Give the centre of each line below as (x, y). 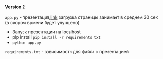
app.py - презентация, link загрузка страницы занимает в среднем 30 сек (81, 17)
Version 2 (15, 7)
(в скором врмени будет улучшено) (42, 23)
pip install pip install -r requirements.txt (57, 37)
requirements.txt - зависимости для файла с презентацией (67, 52)
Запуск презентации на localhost (46, 32)
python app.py (26, 43)
